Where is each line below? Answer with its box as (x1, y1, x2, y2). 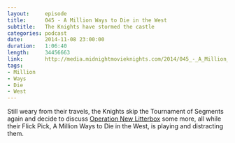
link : (7, 56, 23, 63)
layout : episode (7, 10, 68, 17)
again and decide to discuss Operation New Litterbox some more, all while (7, 114, 222, 123)
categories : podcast (7, 29, 68, 37)
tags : (7, 62, 23, 69)
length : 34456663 (7, 50, 71, 57)
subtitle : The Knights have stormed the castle (7, 23, 155, 30)
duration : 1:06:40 (7, 43, 68, 50)
